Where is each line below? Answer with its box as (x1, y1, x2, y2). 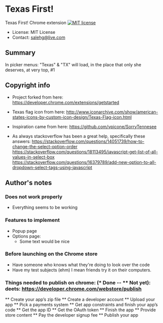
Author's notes (5, 178, 52, 187)
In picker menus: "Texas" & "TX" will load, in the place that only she (5, 61, 141, 67)
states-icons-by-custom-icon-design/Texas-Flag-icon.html (12, 114, 132, 120)
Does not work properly (5, 193, 63, 200)
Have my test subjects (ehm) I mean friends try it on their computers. (12, 267, 152, 273)
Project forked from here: (12, 94, 64, 100)
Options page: (12, 233, 41, 239)
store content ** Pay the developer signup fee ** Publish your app (5, 312, 139, 318)
